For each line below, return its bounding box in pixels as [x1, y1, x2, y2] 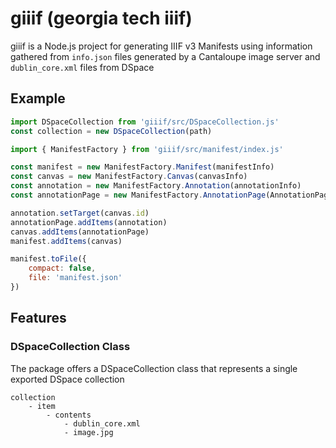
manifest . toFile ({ [10, 254, 87, 264]
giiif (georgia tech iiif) [10, 7, 193, 30]
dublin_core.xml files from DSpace [10, 61, 155, 73]
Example [10, 90, 66, 107]
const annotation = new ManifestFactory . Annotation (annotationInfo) [10, 181, 302, 191]
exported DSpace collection [10, 373, 125, 385]
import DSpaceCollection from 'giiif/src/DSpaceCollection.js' [10, 117, 280, 127]
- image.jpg [63, 427, 114, 437]
